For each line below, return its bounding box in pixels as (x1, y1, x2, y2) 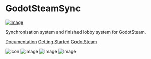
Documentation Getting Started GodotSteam (5, 38, 97, 45)
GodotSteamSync (5, 3, 81, 14)
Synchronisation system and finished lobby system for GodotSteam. (5, 29, 146, 35)
